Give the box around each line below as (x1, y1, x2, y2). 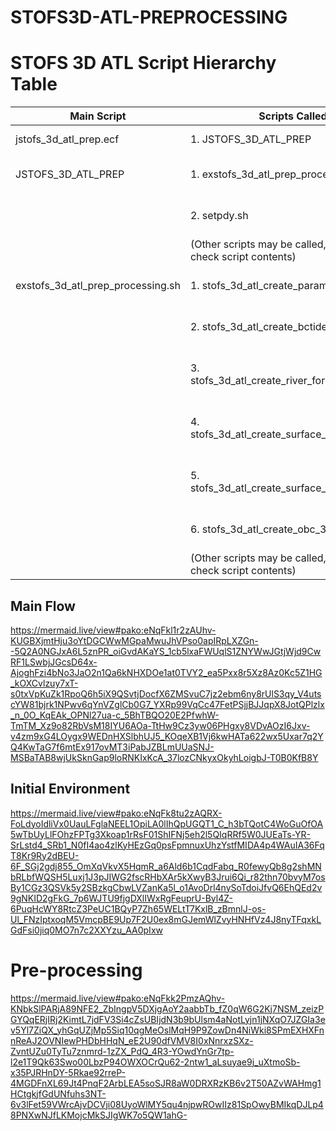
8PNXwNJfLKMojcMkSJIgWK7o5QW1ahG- (10, 1109, 188, 1121)
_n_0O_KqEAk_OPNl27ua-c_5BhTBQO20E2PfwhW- (10, 709, 220, 721)
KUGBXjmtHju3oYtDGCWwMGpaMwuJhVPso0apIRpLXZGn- (10, 634, 259, 646)
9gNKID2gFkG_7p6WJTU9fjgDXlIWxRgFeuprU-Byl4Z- (10, 892, 233, 904)
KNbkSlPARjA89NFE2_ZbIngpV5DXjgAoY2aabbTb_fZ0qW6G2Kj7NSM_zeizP (10, 1002, 325, 1015)
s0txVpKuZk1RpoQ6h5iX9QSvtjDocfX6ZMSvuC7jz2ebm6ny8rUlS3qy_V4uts (10, 687, 322, 700)
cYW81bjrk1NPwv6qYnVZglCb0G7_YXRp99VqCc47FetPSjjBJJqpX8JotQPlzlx (10, 698, 325, 710)
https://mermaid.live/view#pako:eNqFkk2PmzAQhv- (10, 992, 226, 1004)
